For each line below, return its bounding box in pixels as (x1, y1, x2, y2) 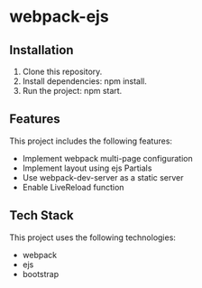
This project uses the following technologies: (9, 232, 176, 243)
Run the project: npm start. (22, 86, 123, 96)
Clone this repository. (22, 66, 103, 77)
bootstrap (22, 268, 60, 279)
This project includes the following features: (9, 135, 173, 146)
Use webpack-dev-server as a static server (22, 172, 184, 182)
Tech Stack (9, 208, 74, 223)
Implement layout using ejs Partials (22, 163, 152, 173)
